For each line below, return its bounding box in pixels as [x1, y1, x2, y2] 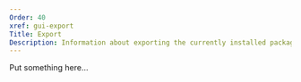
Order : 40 [9, 12, 47, 22]
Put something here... [9, 62, 89, 73]
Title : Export [9, 29, 63, 38]
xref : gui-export [9, 21, 74, 30]
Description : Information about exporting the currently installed [9, 37, 267, 47]
